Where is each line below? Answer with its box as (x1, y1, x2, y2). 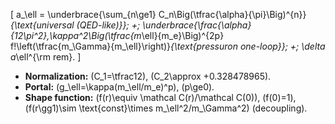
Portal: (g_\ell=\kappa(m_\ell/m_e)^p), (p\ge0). (24, 81, 215, 93)
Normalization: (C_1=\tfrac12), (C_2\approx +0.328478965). (24, 70, 272, 82)
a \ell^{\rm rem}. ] (10, 51, 82, 63)
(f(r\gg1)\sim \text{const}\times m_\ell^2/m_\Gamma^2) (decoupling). (24, 102, 308, 114)
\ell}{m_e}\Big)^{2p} (141, 30, 225, 41)
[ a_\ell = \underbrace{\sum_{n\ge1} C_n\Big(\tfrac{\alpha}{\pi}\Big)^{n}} (10, 9, 307, 20)
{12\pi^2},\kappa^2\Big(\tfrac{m (10, 30, 142, 41)
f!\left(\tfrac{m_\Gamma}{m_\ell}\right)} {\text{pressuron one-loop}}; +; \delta (10, 40, 326, 52)
